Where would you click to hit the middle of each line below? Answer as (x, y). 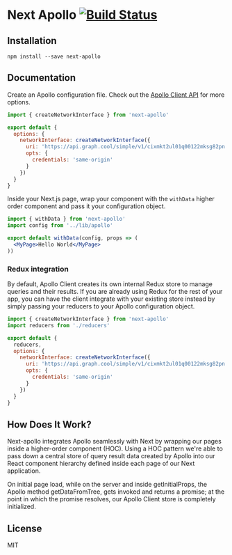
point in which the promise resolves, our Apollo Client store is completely (112, 499)
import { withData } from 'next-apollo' (67, 219)
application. (24, 471)
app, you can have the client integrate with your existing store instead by (111, 299)
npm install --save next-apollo (54, 56)
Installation (32, 41)
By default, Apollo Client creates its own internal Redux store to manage (110, 284)
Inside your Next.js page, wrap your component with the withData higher (111, 199)
